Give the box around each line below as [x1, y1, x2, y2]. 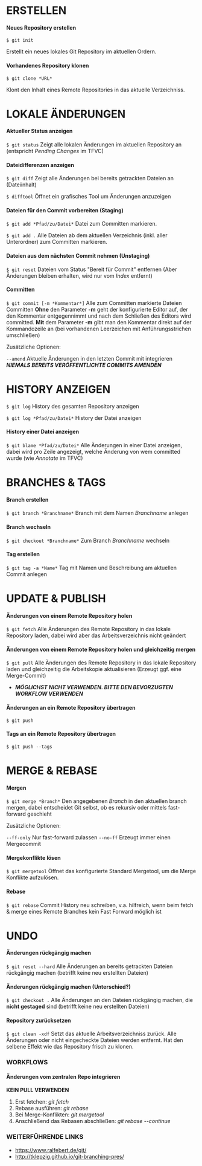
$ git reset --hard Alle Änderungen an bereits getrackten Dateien [6, 963, 173, 970]
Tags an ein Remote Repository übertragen [6, 730, 116, 738]
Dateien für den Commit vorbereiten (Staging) [6, 206, 124, 214]
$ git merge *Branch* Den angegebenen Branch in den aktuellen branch [6, 798, 187, 805]
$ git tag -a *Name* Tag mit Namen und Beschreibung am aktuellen [6, 564, 177, 571]
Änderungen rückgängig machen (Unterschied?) [6, 983, 131, 990]
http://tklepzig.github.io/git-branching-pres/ [14, 1153, 125, 1160]
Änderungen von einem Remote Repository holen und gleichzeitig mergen [6, 646, 196, 653]
